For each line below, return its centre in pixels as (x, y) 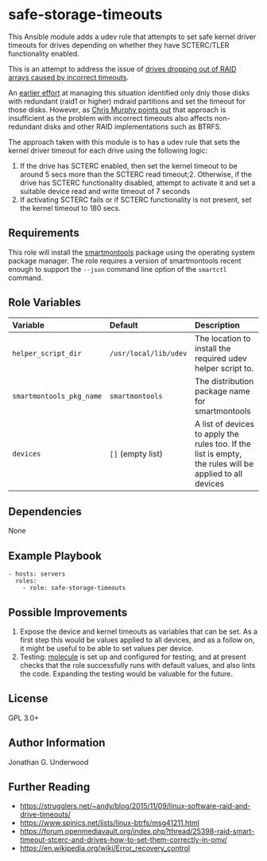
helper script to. (224, 368)
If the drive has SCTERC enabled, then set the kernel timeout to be (129, 165)
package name (222, 391)
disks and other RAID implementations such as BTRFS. (133, 126)
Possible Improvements (68, 613)
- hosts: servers (37, 574)
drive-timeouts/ (45, 814)
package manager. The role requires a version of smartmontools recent (125, 261)
